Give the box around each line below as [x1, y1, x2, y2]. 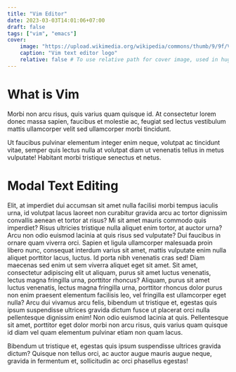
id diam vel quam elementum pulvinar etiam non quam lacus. [7, 328, 183, 336]
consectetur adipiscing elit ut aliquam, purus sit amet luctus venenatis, [7, 268, 211, 276]
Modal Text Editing [7, 177, 119, 193]
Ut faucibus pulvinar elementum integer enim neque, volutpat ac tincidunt [7, 138, 221, 146]
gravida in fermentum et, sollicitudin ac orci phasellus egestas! [7, 357, 188, 365]
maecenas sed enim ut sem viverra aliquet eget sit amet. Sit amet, [7, 261, 198, 269]
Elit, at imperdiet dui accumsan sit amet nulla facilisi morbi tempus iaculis [7, 201, 218, 210]
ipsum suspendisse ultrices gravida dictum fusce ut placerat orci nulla [7, 305, 210, 314]
